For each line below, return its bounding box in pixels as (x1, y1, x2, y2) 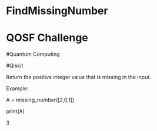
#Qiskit (6, 62, 24, 69)
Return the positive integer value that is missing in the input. (6, 74, 151, 81)
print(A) (6, 108, 25, 115)
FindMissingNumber (6, 4, 108, 18)
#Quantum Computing (6, 51, 60, 58)
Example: (6, 85, 29, 92)
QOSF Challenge (6, 31, 88, 45)
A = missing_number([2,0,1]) (6, 96, 75, 104)
